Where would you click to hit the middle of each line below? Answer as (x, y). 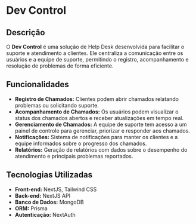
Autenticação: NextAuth (45, 214)
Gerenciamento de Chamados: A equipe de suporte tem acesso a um (101, 124)
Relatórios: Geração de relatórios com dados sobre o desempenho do (101, 149)
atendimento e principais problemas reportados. (74, 156)
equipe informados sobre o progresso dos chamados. (81, 143)
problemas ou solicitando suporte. (57, 105)
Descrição (26, 33)
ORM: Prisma (31, 208)
